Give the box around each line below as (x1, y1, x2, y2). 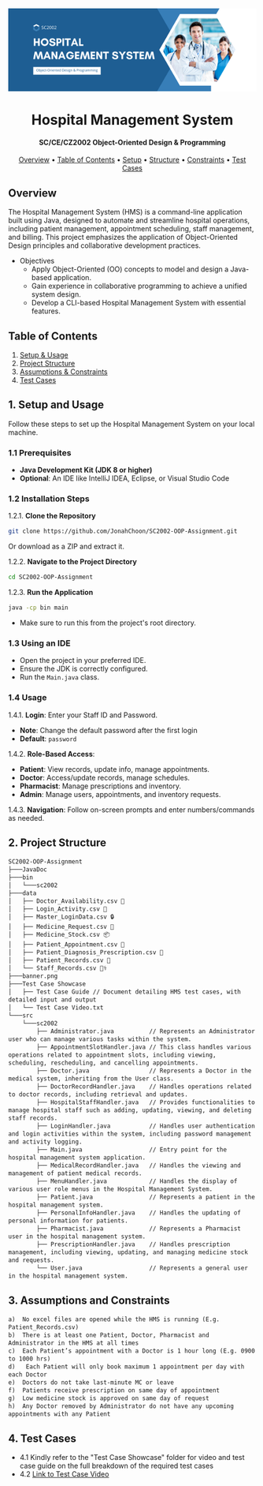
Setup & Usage (19, 350, 69, 360)
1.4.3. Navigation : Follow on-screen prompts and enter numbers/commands (8, 805, 255, 814)
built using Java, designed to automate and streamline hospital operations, (8, 215, 250, 225)
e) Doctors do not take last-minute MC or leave (8, 1379, 175, 1387)
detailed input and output (8, 996, 97, 1004)
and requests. (8, 1256, 55, 1264)
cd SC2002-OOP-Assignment (8, 573, 93, 582)
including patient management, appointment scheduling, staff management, (8, 224, 254, 234)
